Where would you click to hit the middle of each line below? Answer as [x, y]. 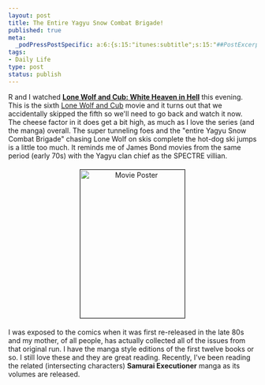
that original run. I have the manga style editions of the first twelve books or [131, 349]
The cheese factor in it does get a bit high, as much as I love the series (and [131, 122]
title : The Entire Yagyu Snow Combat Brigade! [86, 23]
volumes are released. [44, 374]
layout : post [30, 15]
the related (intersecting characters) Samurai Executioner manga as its [124, 365]
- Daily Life [30, 60]
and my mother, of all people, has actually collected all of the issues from [127, 340]
